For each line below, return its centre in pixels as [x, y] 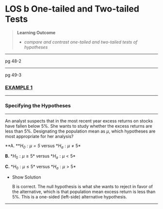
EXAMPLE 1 [19, 87]
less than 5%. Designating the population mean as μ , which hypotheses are [80, 131]
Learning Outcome [36, 32]
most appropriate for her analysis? [39, 136]
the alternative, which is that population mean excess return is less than [84, 192]
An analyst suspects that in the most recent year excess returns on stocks [79, 121]
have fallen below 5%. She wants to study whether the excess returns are [79, 126]
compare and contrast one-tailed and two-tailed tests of [81, 42]
